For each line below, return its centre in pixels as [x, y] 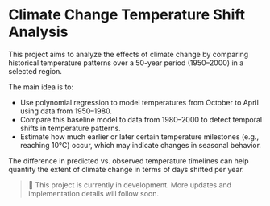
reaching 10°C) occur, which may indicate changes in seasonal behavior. [141, 145]
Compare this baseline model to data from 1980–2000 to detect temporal [141, 119]
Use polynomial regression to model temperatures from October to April [139, 102]
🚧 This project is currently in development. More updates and [130, 185]
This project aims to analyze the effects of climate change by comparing [129, 54]
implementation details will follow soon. [93, 193]
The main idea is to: [41, 87]
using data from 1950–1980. [66, 111]
